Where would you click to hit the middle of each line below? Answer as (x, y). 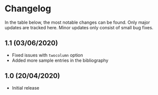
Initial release (25, 88)
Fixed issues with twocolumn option (47, 55)
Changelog (28, 9)
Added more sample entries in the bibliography (60, 60)
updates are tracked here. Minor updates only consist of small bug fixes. (79, 27)
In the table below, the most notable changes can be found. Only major (77, 22)
